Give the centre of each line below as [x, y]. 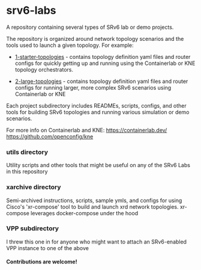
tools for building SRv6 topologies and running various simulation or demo [98, 112]
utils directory [27, 152]
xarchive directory [34, 187]
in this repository [27, 171]
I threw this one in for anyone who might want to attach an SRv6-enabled [97, 242]
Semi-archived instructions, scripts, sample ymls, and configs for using [94, 200]
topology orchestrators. [44, 69]
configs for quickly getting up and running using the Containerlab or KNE [105, 63]
